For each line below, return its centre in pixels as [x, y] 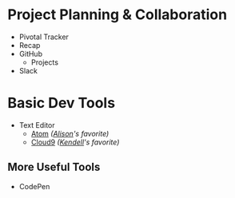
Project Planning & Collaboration [117, 15]
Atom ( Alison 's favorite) [70, 133]
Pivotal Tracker [44, 37]
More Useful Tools [54, 167]
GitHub [31, 53]
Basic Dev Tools [62, 103]
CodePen [34, 186]
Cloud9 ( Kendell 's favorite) [75, 142]
